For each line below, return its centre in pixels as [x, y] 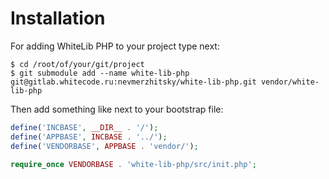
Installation [58, 18]
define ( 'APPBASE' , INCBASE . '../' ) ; [89, 137]
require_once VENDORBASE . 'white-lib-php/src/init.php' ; [133, 164]
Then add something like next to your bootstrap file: [117, 109]
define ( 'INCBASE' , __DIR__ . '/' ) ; [84, 127]
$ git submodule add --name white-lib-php [100, 73]
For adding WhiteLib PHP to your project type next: [115, 46]
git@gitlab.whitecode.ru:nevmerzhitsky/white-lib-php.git [133, 82]
